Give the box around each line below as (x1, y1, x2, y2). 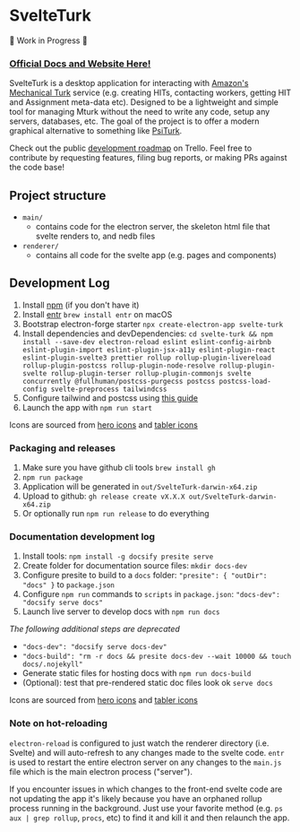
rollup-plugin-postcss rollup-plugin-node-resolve (21, 360, 216, 370)
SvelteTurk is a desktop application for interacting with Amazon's (9, 78, 249, 89)
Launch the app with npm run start (21, 402, 152, 412)
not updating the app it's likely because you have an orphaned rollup (9, 793, 262, 803)
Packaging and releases (9, 441, 116, 454)
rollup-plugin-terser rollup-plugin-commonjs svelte (50, 368, 252, 377)
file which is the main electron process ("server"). (9, 766, 193, 776)
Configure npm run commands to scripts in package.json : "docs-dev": (21, 589, 280, 600)
